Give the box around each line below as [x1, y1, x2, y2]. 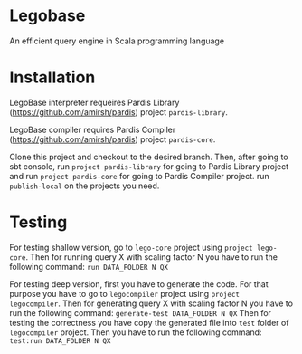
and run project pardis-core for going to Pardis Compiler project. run [9, 170, 269, 181]
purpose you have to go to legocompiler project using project [9, 288, 241, 299]
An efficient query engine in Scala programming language [9, 35, 224, 46]
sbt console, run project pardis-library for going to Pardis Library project [9, 160, 289, 172]
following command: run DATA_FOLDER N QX [9, 261, 169, 272]
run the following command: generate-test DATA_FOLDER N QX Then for [9, 307, 271, 318]
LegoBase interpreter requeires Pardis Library [9, 97, 180, 108]
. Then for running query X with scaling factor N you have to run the [25, 251, 278, 263]
